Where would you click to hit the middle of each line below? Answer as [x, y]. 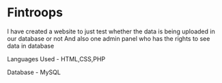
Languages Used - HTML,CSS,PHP [56, 59]
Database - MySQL [34, 72]
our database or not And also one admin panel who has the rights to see [109, 38]
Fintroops [35, 13]
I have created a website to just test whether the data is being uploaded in [111, 31]
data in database [31, 46]
